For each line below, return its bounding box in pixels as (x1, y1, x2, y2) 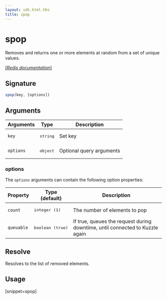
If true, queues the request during (73, 218, 152, 225)
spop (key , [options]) (5, 93, 50, 98)
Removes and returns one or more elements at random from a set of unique (5, 50, 160, 56)
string (39, 133, 55, 139)
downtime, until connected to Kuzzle (73, 224, 158, 231)
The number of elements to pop (73, 206, 147, 213)
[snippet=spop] (5, 288, 37, 294)
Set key (59, 133, 77, 140)
